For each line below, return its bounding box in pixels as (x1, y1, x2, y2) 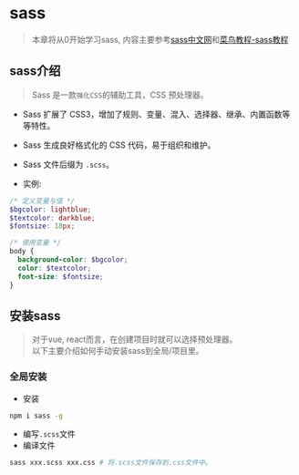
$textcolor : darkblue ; (9, 213, 96, 222)
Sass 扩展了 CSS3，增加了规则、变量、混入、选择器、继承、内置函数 (22, 108, 283, 119)
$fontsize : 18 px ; (9, 222, 76, 231)
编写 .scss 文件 (22, 429, 76, 439)
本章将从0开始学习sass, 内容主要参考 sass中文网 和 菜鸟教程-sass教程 (31, 34, 289, 45)
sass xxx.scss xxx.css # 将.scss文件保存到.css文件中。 (9, 459, 212, 468)
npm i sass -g (9, 411, 64, 420)
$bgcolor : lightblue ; (9, 204, 92, 214)
